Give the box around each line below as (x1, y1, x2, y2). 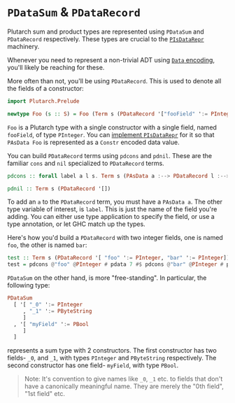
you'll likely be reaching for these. (7, 63, 105, 71)
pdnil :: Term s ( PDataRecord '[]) (7, 185, 111, 192)
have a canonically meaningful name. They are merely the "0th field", (24, 382, 224, 390)
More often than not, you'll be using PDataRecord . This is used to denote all (7, 76, 222, 85)
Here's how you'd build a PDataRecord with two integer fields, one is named (7, 234, 224, 242)
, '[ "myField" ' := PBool (13, 320, 90, 327)
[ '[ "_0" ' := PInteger (13, 302, 83, 309)
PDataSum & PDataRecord (7, 4, 141, 20)
